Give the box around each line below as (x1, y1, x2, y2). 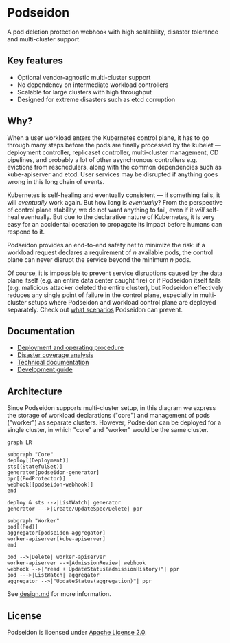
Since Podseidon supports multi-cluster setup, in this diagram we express (7, 404, 216, 412)
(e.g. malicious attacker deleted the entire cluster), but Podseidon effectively (7, 283, 224, 292)
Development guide (16, 365, 73, 374)
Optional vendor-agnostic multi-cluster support (16, 73, 151, 81)
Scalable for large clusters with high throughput (16, 88, 152, 96)
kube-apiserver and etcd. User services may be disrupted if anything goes (7, 170, 218, 178)
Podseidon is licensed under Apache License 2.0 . (7, 629, 148, 636)
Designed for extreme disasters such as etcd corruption (16, 95, 176, 103)
